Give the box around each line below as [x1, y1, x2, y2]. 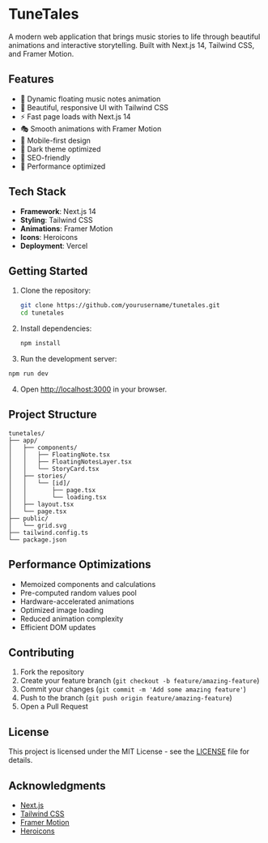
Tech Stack [8, 185, 66, 199]
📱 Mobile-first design [19, 135, 91, 145]
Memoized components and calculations [19, 579, 156, 588]
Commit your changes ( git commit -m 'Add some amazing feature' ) [19, 684, 247, 694]
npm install [19, 340, 61, 348]
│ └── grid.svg [8, 521, 67, 529]
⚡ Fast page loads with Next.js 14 [19, 111, 131, 122]
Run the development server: [19, 354, 117, 363]
